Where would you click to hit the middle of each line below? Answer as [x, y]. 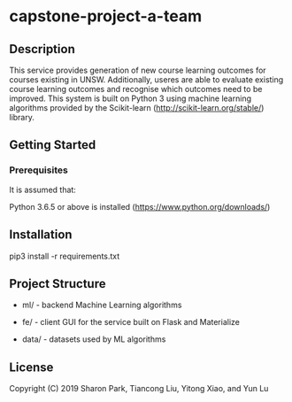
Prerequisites [38, 170]
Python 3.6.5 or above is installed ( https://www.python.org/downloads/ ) [140, 206]
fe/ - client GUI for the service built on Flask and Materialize [131, 322]
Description [42, 49]
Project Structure [58, 284]
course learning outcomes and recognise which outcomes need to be [136, 89]
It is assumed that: [43, 189]
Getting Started [53, 145]
